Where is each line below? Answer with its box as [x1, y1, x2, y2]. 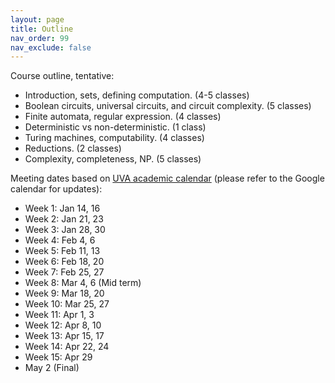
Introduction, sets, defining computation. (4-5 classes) [24, 89, 250, 101]
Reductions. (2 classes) [24, 142, 122, 155]
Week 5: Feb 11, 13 [24, 245, 101, 257]
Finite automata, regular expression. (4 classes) [24, 111, 222, 123]
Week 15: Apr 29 [24, 351, 93, 363]
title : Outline [10, 24, 74, 34]
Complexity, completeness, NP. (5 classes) [24, 153, 202, 165]
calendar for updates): [10, 183, 103, 195]
